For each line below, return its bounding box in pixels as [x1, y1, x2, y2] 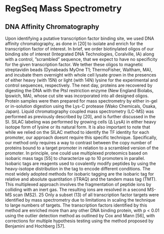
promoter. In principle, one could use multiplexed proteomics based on [5, 150, 148, 156]
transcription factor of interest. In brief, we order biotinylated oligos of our [5, 46, 154, 52]
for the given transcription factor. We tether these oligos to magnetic [5, 62, 143, 67]
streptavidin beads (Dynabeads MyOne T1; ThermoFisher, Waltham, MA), [5, 67, 153, 73]
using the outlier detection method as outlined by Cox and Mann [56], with [5, 213, 155, 218]
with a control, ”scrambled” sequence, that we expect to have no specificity [5, 56, 158, 62]
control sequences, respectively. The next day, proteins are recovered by [5, 82, 153, 88]
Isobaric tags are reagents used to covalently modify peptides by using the [5, 160, 156, 166]
